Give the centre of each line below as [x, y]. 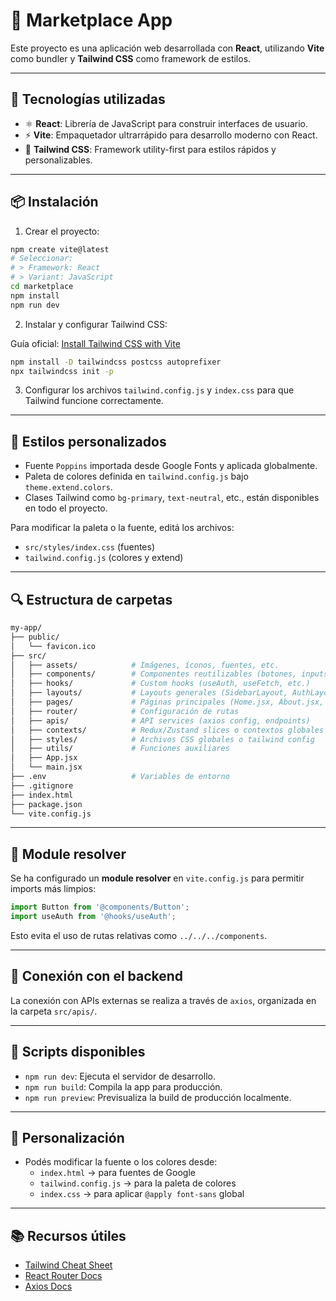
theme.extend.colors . [68, 487]
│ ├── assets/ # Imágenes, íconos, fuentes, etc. [145, 665]
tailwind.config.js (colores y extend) [104, 558]
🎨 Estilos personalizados [88, 441]
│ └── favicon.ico [53, 646]
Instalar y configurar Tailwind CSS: [96, 324]
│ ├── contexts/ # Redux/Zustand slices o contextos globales [167, 730]
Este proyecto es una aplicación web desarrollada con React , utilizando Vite [167, 48]
